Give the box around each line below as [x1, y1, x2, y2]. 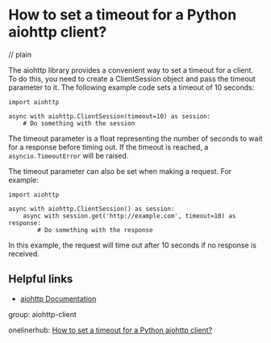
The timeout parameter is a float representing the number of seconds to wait [8, 133, 263, 143]
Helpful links [8, 273, 73, 286]
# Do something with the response [37, 226, 153, 234]
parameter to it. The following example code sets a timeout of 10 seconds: [8, 83, 255, 92]
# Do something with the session [23, 119, 135, 127]
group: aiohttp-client [8, 309, 77, 319]
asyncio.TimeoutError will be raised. [8, 150, 129, 160]
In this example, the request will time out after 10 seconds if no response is [8, 240, 256, 250]
